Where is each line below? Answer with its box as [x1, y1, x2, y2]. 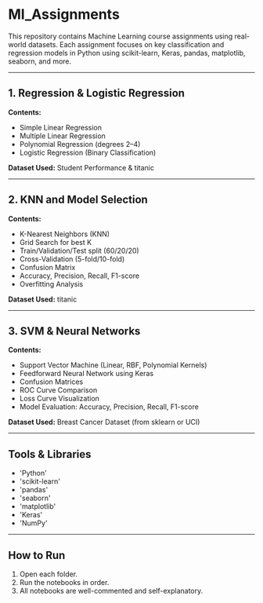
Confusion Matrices [19, 377, 84, 386]
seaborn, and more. [8, 57, 72, 66]
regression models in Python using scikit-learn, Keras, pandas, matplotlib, [8, 48, 246, 57]
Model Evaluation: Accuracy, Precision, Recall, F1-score [19, 402, 200, 411]
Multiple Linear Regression [19, 131, 106, 141]
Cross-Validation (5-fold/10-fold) [19, 254, 125, 264]
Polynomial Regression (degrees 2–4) [19, 139, 141, 148]
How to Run [8, 548, 66, 562]
